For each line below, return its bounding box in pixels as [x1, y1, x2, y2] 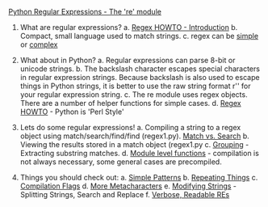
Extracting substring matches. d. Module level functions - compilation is [19, 149, 260, 158]
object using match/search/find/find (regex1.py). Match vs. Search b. [19, 131, 250, 141]
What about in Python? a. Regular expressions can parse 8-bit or [19, 56, 236, 65]
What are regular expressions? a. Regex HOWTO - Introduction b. [19, 23, 238, 32]
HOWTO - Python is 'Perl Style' [19, 107, 124, 116]
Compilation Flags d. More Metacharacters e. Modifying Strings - [19, 181, 237, 191]
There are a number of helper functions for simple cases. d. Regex [19, 99, 241, 108]
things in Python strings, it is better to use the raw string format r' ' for [19, 81, 251, 91]
